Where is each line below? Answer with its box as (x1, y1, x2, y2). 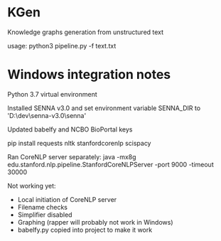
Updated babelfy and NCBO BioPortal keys (7, 125, 133, 134)
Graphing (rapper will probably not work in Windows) (17, 218, 173, 226)
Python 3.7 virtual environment (7, 90, 97, 98)
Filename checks (17, 203, 68, 211)
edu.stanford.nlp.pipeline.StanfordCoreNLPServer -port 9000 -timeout (7, 160, 215, 168)
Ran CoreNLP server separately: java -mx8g (7, 152, 136, 161)
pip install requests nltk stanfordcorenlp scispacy (7, 139, 151, 147)
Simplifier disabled (17, 210, 72, 219)
